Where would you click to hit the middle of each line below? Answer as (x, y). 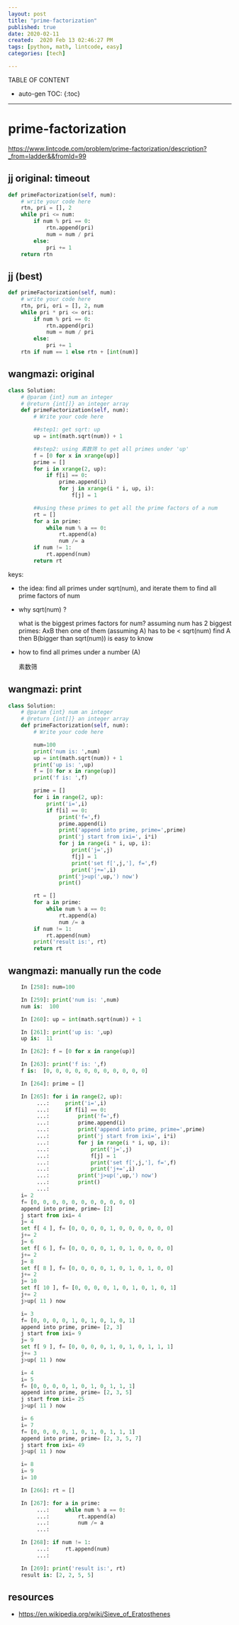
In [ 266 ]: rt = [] (48, 1490)
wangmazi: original (51, 374)
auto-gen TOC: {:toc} (49, 94)
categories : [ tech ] (37, 54)
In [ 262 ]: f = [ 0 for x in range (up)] (78, 1052)
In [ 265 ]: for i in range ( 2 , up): (72, 1096)
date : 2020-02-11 (34, 34)
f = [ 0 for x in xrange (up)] (77, 456)
